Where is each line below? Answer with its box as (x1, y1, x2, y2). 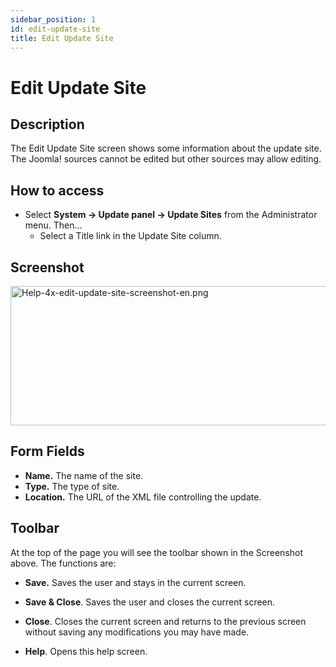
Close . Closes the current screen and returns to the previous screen (24, 615, 307, 627)
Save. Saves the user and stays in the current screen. (24, 576, 247, 588)
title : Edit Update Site (10, 33, 114, 43)
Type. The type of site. (24, 480, 120, 492)
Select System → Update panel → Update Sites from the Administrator (24, 209, 318, 221)
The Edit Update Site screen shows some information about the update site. (10, 142, 322, 155)
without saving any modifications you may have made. (24, 626, 250, 638)
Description (10, 116, 85, 133)
